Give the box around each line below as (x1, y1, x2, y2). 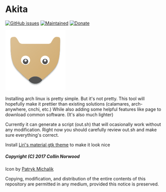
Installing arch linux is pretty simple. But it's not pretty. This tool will (5, 95, 145, 102)
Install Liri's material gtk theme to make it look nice (5, 142, 111, 148)
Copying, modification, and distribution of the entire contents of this (5, 175, 146, 181)
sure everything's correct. (5, 132, 59, 138)
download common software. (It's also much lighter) (5, 112, 114, 118)
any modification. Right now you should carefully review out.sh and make (5, 127, 157, 133)
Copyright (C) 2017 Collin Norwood (5, 153, 80, 159)
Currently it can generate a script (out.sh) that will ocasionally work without (5, 121, 161, 127)
